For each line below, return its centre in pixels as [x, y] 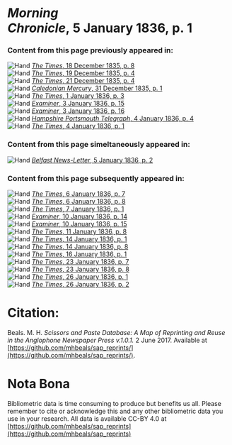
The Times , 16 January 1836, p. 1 [79, 254]
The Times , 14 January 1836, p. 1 [79, 239]
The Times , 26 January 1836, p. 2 [80, 285]
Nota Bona [39, 384]
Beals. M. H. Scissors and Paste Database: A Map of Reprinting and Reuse [116, 333]
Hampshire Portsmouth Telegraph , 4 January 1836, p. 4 [113, 119]
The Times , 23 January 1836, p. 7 [80, 262]
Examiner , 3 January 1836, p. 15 [78, 104]
